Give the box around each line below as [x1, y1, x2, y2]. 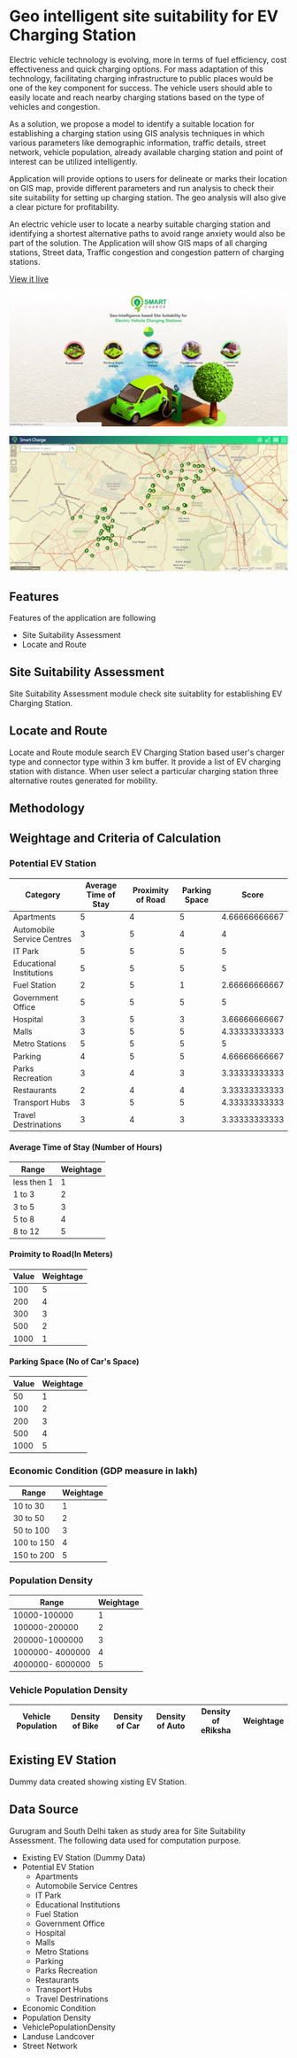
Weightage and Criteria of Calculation [9, 831, 222, 846]
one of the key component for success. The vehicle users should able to [9, 82, 272, 93]
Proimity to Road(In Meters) [9, 1249, 113, 1260]
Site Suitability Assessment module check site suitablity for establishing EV [9, 688, 283, 699]
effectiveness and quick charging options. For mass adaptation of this [9, 64, 263, 74]
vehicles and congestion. [9, 101, 101, 112]
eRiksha [200, 1725, 232, 1736]
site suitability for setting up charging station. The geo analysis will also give [9, 192, 287, 203]
